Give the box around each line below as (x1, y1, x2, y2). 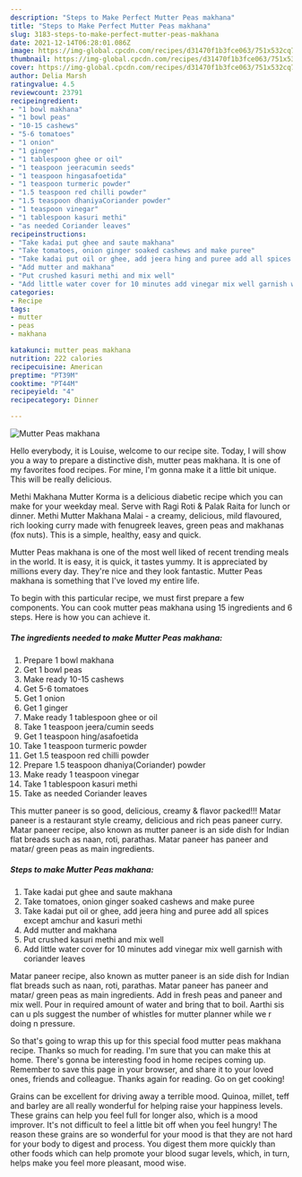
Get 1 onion (22, 692, 65, 703)
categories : (10, 288, 55, 296)
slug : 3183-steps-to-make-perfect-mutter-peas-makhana (10, 30, 220, 39)
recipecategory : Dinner (10, 396, 99, 405)
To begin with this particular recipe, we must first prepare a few (10, 593, 245, 603)
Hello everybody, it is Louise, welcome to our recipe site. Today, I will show (10, 445, 287, 456)
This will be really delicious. (10, 474, 113, 485)
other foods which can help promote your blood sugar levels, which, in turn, (10, 1147, 290, 1158)
